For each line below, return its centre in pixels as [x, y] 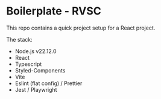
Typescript [28, 64]
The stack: [20, 39]
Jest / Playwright [36, 89]
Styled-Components [40, 70]
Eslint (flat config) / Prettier [49, 83]
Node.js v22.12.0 [36, 51]
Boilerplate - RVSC [54, 11]
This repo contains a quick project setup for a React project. [81, 28]
